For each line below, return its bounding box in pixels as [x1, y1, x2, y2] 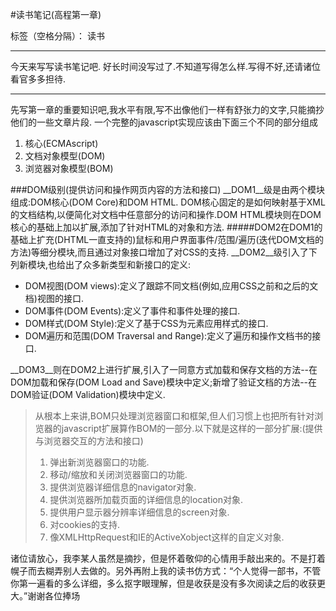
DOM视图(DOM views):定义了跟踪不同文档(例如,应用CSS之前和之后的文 [24, 280, 319, 292]
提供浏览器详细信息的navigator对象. [49, 481, 197, 493]
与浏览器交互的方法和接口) [34, 435, 144, 447]
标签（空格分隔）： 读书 [10, 30, 105, 42]
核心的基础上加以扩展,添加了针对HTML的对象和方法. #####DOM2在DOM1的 [10, 221, 323, 233]
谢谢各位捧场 [27, 590, 81, 602]
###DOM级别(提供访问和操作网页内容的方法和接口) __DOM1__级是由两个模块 [10, 184, 325, 195]
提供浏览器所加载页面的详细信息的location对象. [49, 494, 244, 505]
